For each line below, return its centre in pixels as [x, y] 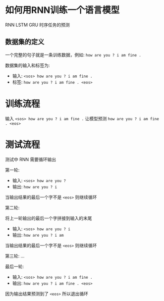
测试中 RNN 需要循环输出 [30, 159]
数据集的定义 [25, 42]
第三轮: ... [15, 256]
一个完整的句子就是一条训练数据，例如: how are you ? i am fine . [73, 54]
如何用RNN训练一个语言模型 [62, 10]
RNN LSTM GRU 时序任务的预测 [38, 25]
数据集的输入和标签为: [28, 65]
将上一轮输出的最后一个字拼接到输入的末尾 [49, 218]
